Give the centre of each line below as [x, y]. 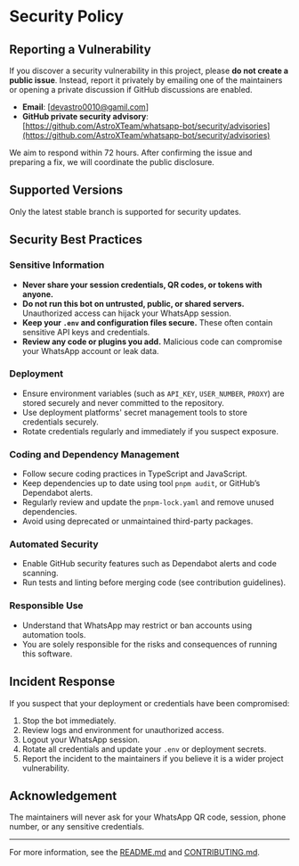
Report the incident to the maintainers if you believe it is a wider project [153, 758]
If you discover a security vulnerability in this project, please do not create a [149, 70]
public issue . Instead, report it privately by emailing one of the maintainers [146, 80]
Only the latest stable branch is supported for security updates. [125, 211]
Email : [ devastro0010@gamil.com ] [85, 107]
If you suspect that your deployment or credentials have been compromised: [149, 703]
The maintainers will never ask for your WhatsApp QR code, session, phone [148, 817]
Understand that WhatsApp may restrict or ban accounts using [137, 625]
